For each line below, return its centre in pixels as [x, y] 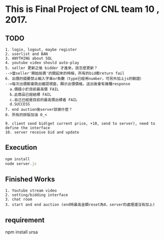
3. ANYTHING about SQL [29, 58]
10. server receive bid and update [42, 132]
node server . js [21, 164]
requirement [25, 220]
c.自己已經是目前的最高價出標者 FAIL [43, 100]
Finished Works [30, 179]
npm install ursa [22, 232]
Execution [21, 147]
